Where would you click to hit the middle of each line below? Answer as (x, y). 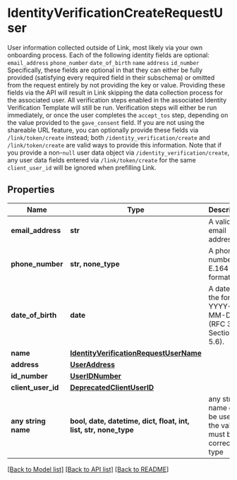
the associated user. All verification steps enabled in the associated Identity (117, 100)
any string (28, 421)
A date (219, 289)
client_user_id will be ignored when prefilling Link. (82, 167)
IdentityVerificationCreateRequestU (115, 13)
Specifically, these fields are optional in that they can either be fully (105, 70)
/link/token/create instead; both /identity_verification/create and (109, 137)
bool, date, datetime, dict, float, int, (130, 421)
